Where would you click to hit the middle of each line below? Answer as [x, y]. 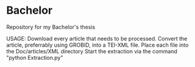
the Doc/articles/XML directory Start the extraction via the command [92, 51]
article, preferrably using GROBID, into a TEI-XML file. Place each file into [97, 45]
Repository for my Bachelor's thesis [51, 27]
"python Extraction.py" [35, 57]
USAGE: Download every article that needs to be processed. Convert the [97, 38]
